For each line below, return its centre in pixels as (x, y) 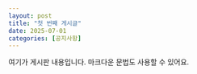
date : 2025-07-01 (38, 31)
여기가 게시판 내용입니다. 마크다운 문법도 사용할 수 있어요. (99, 62)
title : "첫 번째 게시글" (45, 23)
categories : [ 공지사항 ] (45, 38)
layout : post (30, 16)
